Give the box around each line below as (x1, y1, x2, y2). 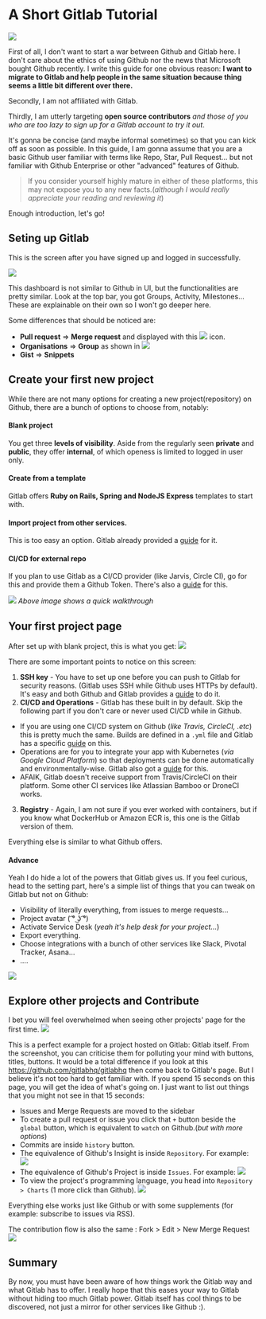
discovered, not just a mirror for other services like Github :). (8, 1302, 206, 1312)
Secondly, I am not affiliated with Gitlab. (8, 96, 138, 105)
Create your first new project (8, 373, 154, 387)
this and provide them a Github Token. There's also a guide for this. (8, 580, 229, 590)
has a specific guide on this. (19, 739, 113, 748)
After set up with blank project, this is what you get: (8, 642, 177, 651)
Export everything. (19, 931, 81, 940)
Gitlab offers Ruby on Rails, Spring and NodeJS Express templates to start (8, 491, 253, 501)
